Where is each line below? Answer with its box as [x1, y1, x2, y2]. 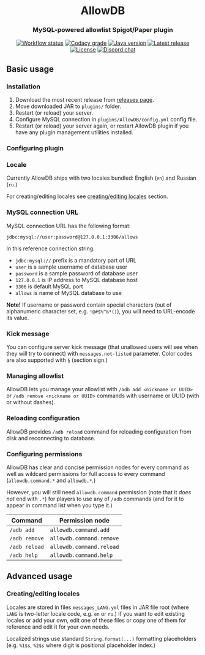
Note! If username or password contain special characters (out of [6, 301, 172, 308]
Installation [6, 82, 41, 91]
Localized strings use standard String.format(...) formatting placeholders [6, 635, 197, 642]
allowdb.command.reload [50, 543, 119, 550]
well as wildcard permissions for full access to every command [6, 470, 165, 477]
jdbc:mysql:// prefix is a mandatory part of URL [15, 256, 136, 264]
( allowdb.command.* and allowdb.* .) [6, 477, 96, 484]
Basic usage [6, 64, 54, 74]
